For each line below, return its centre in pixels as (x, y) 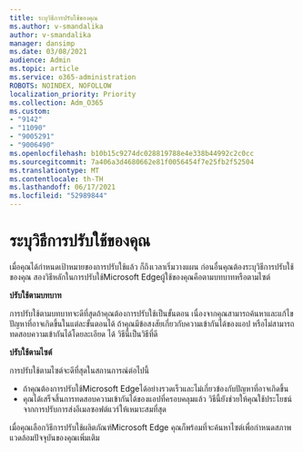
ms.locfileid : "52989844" (58, 196)
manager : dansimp (42, 43)
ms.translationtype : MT (55, 170)
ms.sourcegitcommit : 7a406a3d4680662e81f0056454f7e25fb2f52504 (132, 162)
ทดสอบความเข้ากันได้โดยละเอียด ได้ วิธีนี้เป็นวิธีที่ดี (84, 334)
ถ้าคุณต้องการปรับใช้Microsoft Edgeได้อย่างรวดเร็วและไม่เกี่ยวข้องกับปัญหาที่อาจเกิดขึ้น (156, 388)
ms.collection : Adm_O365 (56, 103)
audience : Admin (40, 60)
